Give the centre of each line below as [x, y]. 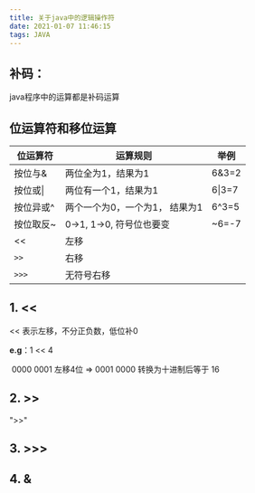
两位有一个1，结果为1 [112, 190]
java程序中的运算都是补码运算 [65, 97]
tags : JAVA [30, 34]
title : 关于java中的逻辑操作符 [62, 18]
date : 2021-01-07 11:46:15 [60, 26]
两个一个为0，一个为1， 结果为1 [134, 207]
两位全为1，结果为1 [107, 173]
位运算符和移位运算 [63, 128]
